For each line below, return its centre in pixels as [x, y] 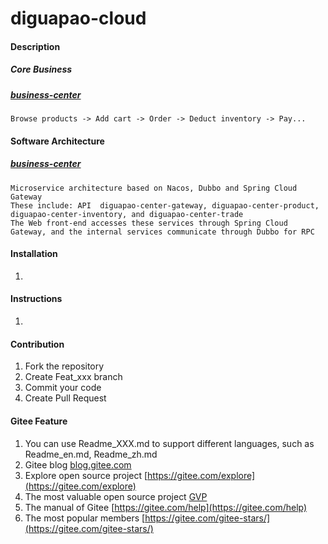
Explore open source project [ [86, 475]
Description [35, 46]
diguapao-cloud [78, 18]
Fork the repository [64, 366]
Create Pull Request [65, 398]
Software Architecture [57, 141]
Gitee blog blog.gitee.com [78, 464]
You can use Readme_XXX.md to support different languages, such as [169, 443]
